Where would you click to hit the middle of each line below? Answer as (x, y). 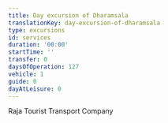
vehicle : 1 (26, 74)
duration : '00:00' (38, 45)
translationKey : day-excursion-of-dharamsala (84, 23)
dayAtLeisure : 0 (35, 89)
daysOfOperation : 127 (44, 67)
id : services (30, 37)
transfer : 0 (28, 60)
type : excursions (37, 30)
